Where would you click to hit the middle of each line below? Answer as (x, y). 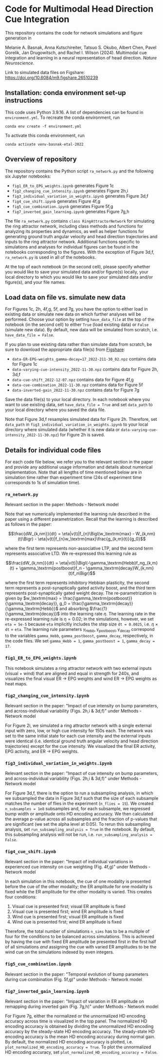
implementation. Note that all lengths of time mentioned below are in (73, 472)
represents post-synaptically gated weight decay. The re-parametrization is (81, 593)
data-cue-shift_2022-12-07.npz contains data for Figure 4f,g (73, 380)
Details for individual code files (53, 450)
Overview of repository (41, 159)
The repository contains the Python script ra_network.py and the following (79, 171)
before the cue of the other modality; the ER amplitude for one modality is (79, 887)
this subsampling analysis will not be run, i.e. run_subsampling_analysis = (79, 834)
